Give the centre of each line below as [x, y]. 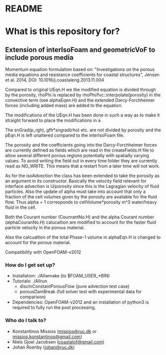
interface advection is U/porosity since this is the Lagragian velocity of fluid [82, 186]
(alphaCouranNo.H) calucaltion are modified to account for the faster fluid [81, 222]
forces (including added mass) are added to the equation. [64, 105]
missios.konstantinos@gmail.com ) [47, 337]
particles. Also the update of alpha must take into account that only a [76, 191]
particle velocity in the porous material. [45, 228]
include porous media [39, 57]
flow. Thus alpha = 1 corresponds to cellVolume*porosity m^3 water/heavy [81, 202]
